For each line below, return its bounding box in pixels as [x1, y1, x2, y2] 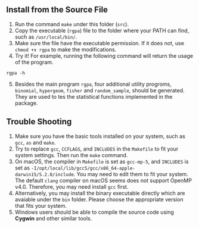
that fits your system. [14, 202, 67, 209]
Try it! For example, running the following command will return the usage [14, 52, 194, 59]
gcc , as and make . [14, 139, 56, 146]
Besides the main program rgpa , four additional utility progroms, [14, 80, 172, 88]
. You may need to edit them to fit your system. [73, 170, 189, 177]
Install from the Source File [6, 5, 108, 15]
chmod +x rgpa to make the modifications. [14, 46, 117, 53]
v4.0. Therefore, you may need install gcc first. [14, 183, 129, 190]
